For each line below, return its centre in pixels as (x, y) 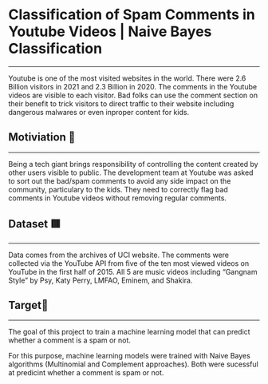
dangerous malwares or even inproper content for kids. (99, 112)
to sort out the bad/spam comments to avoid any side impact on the (120, 180)
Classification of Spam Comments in (132, 15)
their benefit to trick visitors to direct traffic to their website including (121, 103)
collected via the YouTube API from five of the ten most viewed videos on (129, 263)
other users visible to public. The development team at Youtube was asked (131, 172)
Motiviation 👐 (42, 137)
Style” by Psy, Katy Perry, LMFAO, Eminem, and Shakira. (100, 280)
